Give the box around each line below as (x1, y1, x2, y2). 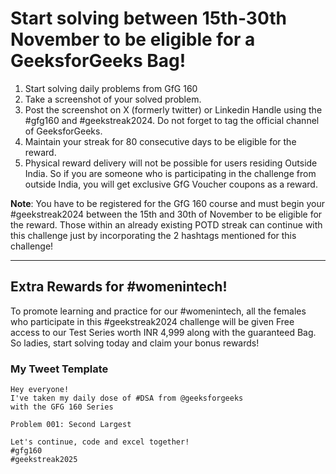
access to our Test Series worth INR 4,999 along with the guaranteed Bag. (10, 326, 317, 338)
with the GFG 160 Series (10, 402, 114, 412)
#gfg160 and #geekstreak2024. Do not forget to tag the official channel (24, 114, 320, 126)
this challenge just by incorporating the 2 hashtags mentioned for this (10, 229, 297, 241)
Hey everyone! (10, 385, 70, 395)
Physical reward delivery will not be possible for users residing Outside (24, 157, 318, 169)
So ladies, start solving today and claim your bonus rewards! (10, 337, 260, 349)
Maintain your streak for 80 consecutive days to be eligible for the (24, 135, 297, 147)
